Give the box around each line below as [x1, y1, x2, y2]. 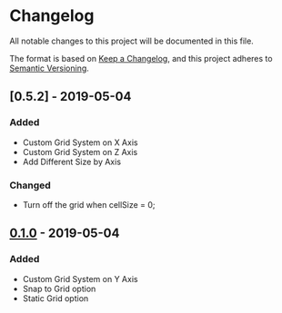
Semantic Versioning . [9, 63, 89, 73]
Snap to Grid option [22, 283, 96, 294]
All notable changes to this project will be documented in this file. [9, 35, 255, 46]
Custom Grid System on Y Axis [22, 273, 138, 284]
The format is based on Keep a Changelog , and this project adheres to [9, 53, 273, 64]
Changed [9, 179, 52, 191]
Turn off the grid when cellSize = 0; [22, 199, 156, 210]
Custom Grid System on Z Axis [22, 146, 138, 157]
